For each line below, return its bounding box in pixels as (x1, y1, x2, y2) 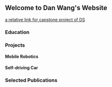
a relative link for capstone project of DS (5, 16, 85, 22)
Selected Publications (5, 77, 58, 84)
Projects (5, 42, 25, 48)
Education (5, 29, 30, 35)
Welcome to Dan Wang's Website (5, 4, 108, 12)
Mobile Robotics (5, 54, 39, 59)
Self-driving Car (5, 65, 38, 71)
